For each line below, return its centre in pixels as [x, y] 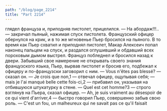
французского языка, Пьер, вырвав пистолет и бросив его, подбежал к [81, 66]
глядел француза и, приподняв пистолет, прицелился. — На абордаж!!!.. [82, 28]
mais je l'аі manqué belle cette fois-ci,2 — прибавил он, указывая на [77, 82]
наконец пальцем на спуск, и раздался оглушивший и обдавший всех [80, 50]
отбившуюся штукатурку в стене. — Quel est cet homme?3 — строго [78, 87]
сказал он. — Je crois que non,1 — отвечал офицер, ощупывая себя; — [80, 76]
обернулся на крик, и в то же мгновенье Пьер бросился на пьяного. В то [83, 39]
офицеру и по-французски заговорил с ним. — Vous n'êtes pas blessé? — [83, 71]
